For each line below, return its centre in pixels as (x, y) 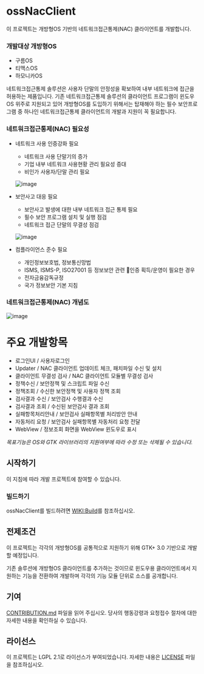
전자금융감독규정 (44, 277)
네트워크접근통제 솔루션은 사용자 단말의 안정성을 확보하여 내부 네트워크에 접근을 (100, 89)
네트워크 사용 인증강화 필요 (47, 143)
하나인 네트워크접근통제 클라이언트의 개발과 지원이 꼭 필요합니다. (100, 112)
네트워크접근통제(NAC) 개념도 (48, 302)
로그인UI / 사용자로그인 (42, 360)
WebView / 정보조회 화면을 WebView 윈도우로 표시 (76, 429)
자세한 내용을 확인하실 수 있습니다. (47, 620)
